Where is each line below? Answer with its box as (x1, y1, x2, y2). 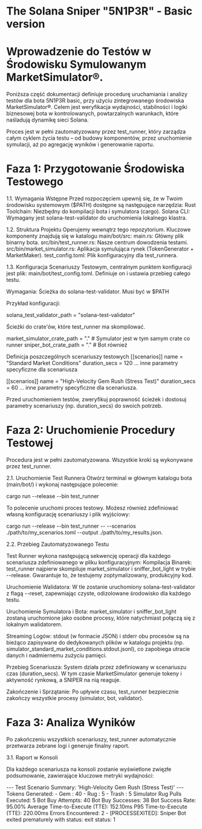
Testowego (6, 175, 64, 189)
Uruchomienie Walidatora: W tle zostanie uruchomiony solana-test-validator (6, 583, 195, 591)
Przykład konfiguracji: (6, 300, 60, 307)
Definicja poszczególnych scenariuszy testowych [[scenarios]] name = (6, 353, 183, 361)
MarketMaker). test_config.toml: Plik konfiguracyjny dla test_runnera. (6, 252, 178, 259)
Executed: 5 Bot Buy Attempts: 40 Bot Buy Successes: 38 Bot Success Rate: (6, 796, 197, 804)
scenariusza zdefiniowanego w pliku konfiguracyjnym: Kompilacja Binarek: (6, 559, 192, 566)
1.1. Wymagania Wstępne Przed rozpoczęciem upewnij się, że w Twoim (6, 195, 183, 202)
